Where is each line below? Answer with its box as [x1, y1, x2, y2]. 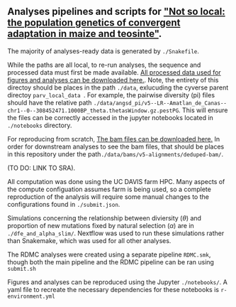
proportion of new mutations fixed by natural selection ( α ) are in [7, 221, 195, 230]
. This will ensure [178, 106, 228, 114]
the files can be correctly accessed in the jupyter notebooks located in [7, 113, 214, 122]
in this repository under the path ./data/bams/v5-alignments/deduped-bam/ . [7, 149, 224, 158]
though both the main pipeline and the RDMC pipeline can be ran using [7, 257, 215, 266]
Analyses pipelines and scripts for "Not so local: [7, 6, 225, 18]
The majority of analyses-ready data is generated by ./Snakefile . [7, 46, 200, 55]
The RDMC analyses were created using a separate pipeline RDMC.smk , [7, 250, 211, 259]
